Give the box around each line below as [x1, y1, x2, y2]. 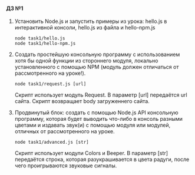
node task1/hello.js [14, 35, 65, 41]
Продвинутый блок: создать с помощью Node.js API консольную [14, 109, 179, 116]
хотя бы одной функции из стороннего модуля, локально [14, 57, 158, 64]
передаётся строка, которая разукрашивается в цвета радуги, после [14, 156, 190, 163]
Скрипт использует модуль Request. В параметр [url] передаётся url [14, 91, 187, 98]
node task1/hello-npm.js [14, 41, 76, 47]
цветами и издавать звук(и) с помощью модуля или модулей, [14, 121, 171, 129]
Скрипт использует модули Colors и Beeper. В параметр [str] [14, 150, 168, 157]
